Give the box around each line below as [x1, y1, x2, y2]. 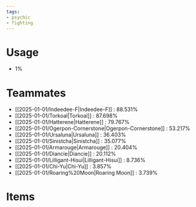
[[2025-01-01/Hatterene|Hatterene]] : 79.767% [14, 119, 130, 126]
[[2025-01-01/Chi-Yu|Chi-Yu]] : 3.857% [14, 163, 112, 170]
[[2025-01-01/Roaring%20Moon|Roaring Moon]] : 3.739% [14, 169, 158, 177]
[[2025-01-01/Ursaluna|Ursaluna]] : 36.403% [14, 131, 127, 138]
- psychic [6, 14, 31, 20]
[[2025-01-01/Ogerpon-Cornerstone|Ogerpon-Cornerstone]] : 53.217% [14, 125, 191, 132]
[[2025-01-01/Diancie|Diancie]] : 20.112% [14, 150, 117, 157]
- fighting [6, 20, 33, 26]
